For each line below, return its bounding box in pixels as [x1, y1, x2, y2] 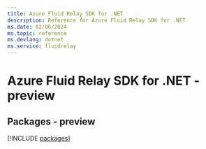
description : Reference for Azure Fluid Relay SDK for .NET [7, 17, 186, 24]
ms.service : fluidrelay [7, 43, 77, 50]
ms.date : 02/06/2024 [7, 23, 68, 30]
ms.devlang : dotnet [7, 36, 64, 43]
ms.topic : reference [7, 29, 68, 37]
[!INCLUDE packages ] [7, 134, 71, 142]
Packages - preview [7, 115, 96, 127]
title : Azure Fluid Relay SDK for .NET [7, 10, 124, 17]
